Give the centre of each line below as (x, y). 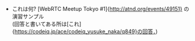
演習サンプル (28, 16)
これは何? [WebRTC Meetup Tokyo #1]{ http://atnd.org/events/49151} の (101, 9)
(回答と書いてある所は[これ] (46, 24)
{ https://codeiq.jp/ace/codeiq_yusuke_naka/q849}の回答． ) (85, 31)
